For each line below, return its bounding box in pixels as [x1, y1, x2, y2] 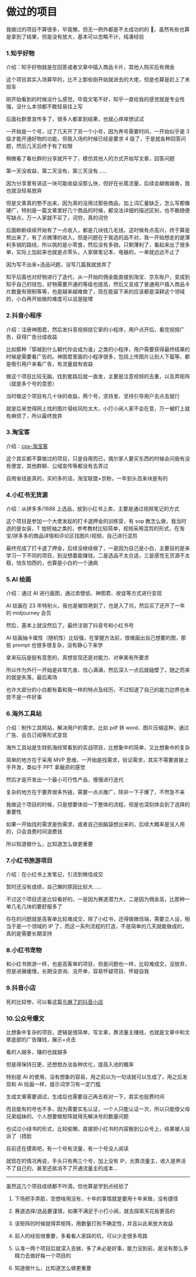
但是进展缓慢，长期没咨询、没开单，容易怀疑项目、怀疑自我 [6, 968, 149, 975]
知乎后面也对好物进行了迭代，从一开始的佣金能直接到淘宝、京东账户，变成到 [6, 273, 190, 281]
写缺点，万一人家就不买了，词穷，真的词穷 [6, 214, 108, 221]
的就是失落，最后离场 [6, 674, 57, 681]
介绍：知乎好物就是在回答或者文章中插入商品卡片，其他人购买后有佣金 [6, 64, 175, 71]
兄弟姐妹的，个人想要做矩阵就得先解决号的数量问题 [6, 1113, 129, 1120]
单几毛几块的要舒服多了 [6, 903, 62, 910]
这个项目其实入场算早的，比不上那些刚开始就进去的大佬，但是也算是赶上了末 [6, 76, 190, 83]
